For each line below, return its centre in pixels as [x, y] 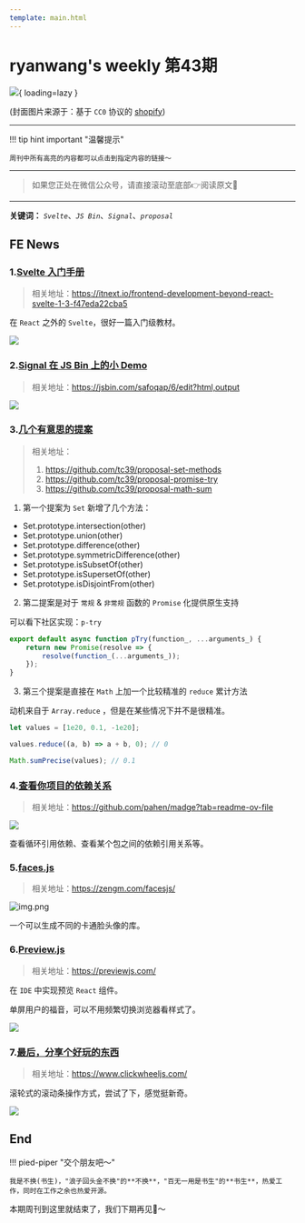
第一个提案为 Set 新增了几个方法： [87, 507]
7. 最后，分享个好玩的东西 [64, 1052]
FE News [34, 244]
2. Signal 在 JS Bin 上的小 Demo [79, 366]
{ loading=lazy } [49, 93]
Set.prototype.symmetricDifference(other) [101, 555]
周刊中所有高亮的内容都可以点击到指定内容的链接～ [91, 158]
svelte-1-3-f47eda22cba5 [79, 304]
